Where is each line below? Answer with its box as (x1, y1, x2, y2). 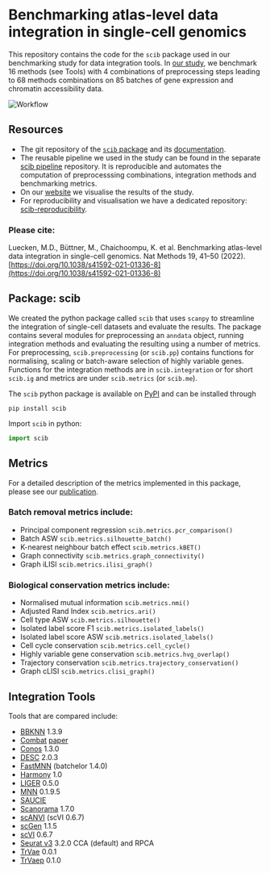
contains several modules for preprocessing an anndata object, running (8, 330, 244, 340)
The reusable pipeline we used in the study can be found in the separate (19, 152, 261, 162)
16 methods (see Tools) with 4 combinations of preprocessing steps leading (8, 66, 260, 76)
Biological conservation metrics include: (8, 579, 171, 591)
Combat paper (19, 735, 69, 745)
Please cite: (8, 224, 56, 236)
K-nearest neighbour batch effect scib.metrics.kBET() (19, 542, 201, 552)
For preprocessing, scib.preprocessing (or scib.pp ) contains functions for (8, 347, 255, 357)
